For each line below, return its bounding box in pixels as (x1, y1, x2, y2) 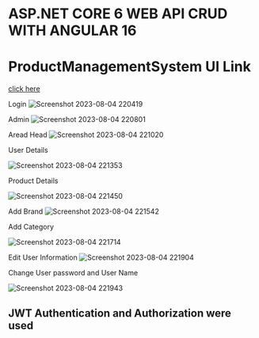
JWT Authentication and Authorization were (8, 306, 232, 320)
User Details (8, 146, 49, 155)
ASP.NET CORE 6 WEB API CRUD (8, 5, 228, 23)
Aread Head (8, 130, 48, 139)
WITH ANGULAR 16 (8, 21, 137, 40)
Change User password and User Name (8, 268, 139, 278)
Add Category (8, 222, 54, 232)
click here (8, 84, 41, 93)
